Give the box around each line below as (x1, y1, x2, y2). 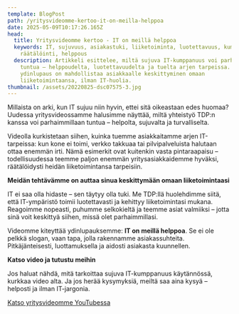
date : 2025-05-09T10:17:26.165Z (7, 24, 103, 31)
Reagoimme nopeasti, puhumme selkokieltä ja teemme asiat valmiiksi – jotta (7, 205, 230, 214)
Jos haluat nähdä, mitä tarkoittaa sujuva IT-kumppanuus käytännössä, (7, 269, 213, 278)
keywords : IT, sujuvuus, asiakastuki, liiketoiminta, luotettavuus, (14, 44, 221, 51)
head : (7, 30, 23, 38)
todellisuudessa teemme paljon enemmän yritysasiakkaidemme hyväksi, (7, 155, 219, 163)
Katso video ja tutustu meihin (7, 255, 96, 264)
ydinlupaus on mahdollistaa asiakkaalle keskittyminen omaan (20, 70, 205, 77)
